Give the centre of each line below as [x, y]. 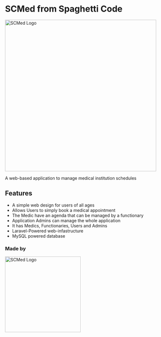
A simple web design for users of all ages [53, 205]
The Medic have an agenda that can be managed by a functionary [78, 215]
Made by [15, 248]
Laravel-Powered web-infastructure [48, 231]
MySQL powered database [38, 236]
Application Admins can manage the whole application [66, 220]
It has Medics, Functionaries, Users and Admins [59, 225]
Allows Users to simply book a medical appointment [64, 210]
